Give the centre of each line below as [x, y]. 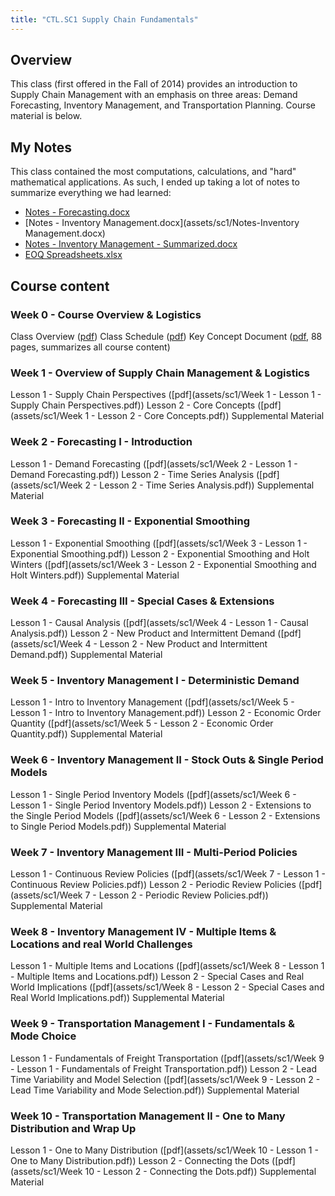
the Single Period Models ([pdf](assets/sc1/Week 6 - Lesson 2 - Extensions [165, 815]
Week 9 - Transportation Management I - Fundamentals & [153, 1024]
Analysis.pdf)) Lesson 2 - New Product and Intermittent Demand [143, 633]
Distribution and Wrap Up [73, 1128]
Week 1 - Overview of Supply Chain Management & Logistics [160, 373]
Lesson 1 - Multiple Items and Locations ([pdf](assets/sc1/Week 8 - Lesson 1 [167, 966]
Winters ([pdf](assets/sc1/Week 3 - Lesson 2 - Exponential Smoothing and [163, 564]
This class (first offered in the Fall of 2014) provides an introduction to [154, 84]
